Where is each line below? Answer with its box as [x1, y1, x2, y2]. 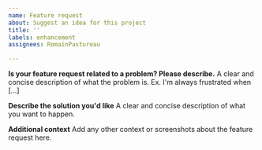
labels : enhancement [8, 33, 77, 42]
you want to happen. [8, 109, 75, 119]
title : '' [8, 26, 41, 34]
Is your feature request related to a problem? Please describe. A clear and [8, 69, 254, 79]
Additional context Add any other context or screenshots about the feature [8, 125, 253, 134]
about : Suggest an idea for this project [8, 19, 147, 27]
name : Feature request [8, 11, 83, 20]
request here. [8, 133, 52, 142]
